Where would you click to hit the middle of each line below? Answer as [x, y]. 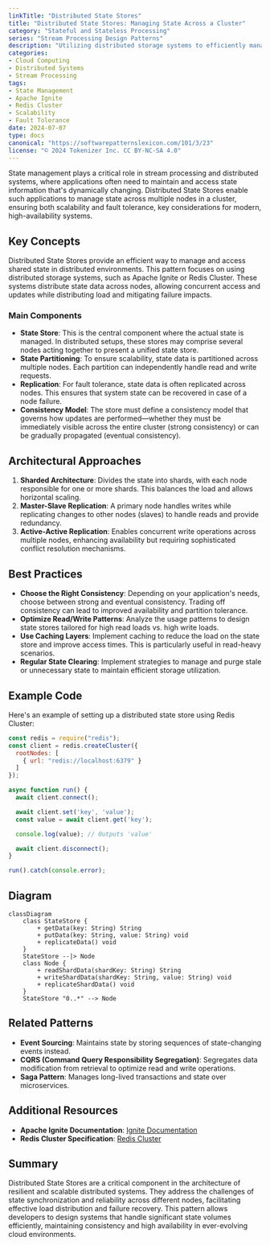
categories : [28, 53]
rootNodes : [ [37, 753]
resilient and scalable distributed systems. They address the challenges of [131, 1192]
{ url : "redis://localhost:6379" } [82, 761]
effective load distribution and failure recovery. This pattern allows [118, 1209]
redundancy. [41, 523]
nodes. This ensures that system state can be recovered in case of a [133, 393]
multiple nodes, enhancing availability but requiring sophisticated [128, 540]
